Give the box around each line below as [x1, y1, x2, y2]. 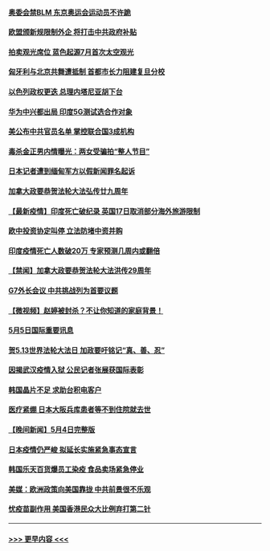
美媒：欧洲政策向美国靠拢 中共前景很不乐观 [8, 484, 151, 494]
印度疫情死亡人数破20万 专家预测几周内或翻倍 [8, 246, 161, 255]
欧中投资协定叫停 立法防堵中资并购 [8, 226, 123, 236]
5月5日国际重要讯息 [8, 325, 74, 335]
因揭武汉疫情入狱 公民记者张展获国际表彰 [8, 365, 145, 375]
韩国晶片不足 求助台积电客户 [8, 385, 102, 394]
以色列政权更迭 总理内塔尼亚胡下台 [8, 87, 123, 96]
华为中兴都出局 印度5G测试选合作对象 [8, 107, 133, 116]
